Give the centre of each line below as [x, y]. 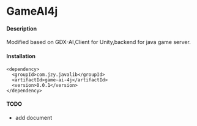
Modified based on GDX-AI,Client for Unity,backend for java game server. [98, 42]
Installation [21, 56]
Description [22, 28]
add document [34, 117]
